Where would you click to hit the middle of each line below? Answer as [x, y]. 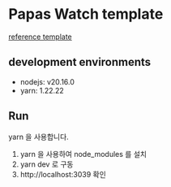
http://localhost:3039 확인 [63, 174]
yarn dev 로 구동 [47, 164]
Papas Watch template [86, 14]
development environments [80, 62]
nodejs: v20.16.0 [47, 81]
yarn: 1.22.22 [42, 90]
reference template [41, 37]
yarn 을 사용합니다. [38, 137]
